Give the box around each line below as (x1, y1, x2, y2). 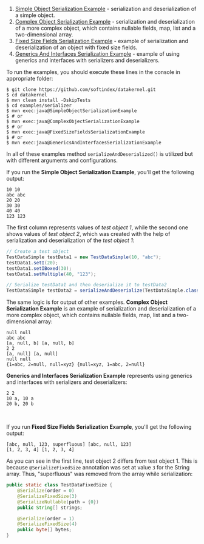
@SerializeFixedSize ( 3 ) (17, 493, 78, 499)
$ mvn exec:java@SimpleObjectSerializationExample (6, 108, 137, 114)
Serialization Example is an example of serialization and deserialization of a (6, 305, 196, 312)
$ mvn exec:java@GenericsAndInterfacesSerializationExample (6, 139, 162, 146)
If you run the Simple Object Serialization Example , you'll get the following (6, 169, 194, 175)
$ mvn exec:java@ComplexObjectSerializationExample (6, 118, 140, 124)
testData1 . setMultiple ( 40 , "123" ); (6, 271, 97, 277)
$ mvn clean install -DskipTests (6, 97, 91, 103)
